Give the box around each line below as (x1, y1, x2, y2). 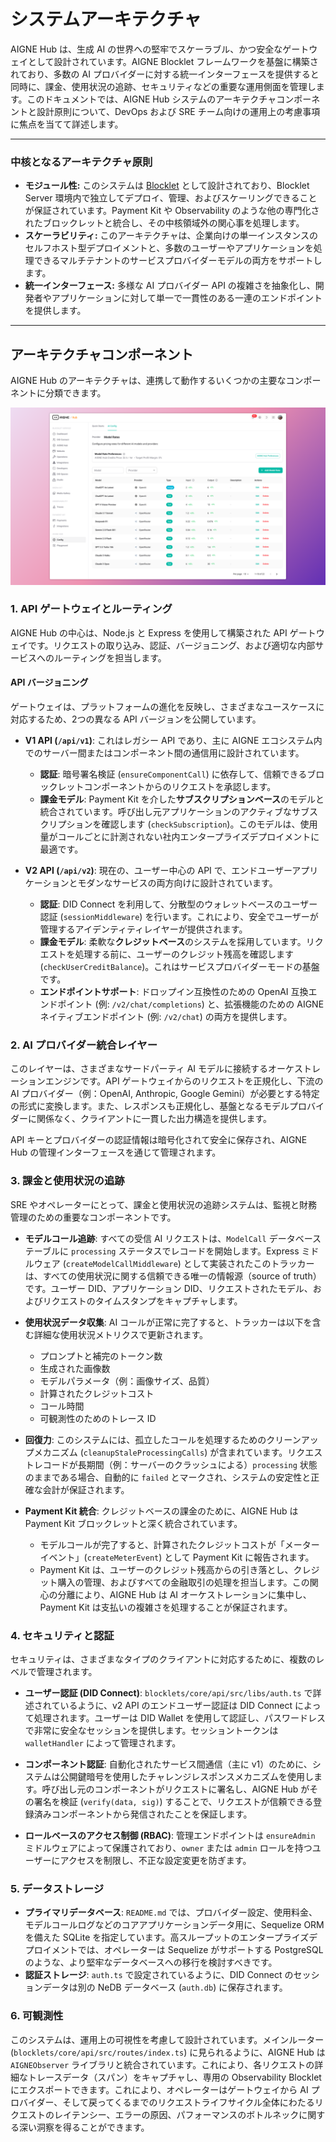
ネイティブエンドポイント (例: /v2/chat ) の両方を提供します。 (39, 1011, 293, 1023)
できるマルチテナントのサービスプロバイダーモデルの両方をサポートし (33, 255, 323, 267)
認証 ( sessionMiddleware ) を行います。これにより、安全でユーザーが (39, 911, 319, 923)
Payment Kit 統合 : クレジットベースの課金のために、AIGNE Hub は (24, 1505, 299, 1517)
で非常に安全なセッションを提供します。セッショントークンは (24, 1724, 279, 1736)
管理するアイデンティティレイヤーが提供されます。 (39, 923, 248, 935)
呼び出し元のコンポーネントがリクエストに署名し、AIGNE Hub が (41, 1783, 310, 1795)
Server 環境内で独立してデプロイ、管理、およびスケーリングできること (24, 192, 318, 204)
